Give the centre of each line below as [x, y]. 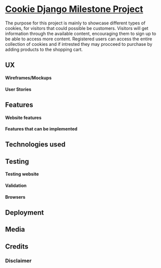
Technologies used [35, 145]
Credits [17, 246]
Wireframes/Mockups [28, 78]
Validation [16, 186]
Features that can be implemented [41, 129]
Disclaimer [18, 261]
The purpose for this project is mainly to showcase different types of [75, 23]
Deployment [25, 213]
